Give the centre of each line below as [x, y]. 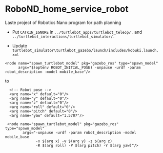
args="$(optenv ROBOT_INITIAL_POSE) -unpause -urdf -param [79, 67]
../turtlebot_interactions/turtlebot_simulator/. [64, 37]
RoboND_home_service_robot [67, 9]
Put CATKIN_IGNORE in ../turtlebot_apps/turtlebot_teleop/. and [77, 32]
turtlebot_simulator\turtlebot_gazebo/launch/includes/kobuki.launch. [85, 50]
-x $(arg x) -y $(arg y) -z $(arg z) [74, 141]
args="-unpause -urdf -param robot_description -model [80, 132]
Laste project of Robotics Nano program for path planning [63, 22]
